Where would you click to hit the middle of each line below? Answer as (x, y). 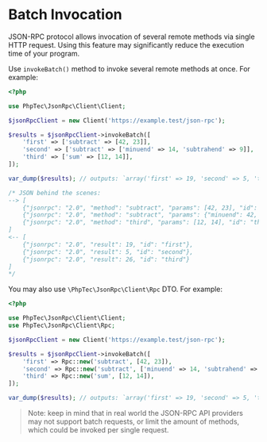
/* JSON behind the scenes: (55, 193)
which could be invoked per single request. (98, 430)
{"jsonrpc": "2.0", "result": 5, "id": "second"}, (108, 252)
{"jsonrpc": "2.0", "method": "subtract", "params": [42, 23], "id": (140, 208)
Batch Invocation (66, 15)
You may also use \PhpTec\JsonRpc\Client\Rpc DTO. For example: (116, 289)
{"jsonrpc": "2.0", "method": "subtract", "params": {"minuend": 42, (140, 215)
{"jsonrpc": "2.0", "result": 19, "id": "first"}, (108, 244)
